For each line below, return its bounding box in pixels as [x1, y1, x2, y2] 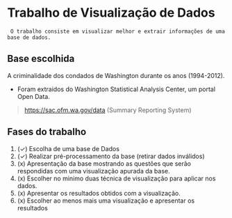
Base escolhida [7, 53, 75, 65]
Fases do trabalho [7, 126, 87, 138]
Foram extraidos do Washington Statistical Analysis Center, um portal [17, 85, 216, 93]
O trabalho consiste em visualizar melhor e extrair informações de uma [10, 28, 226, 35]
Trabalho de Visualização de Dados [7, 5, 215, 21]
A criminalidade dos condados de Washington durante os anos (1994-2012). [7, 71, 225, 79]
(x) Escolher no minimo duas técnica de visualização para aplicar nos [17, 174, 216, 182]
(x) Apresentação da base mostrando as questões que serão [17, 159, 191, 168]
